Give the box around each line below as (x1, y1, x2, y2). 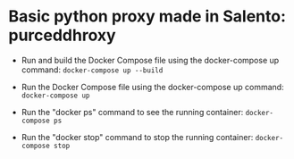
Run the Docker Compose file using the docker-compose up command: (21, 81, 284, 92)
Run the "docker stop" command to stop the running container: (21, 131, 254, 142)
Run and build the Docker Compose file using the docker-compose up (21, 54, 280, 65)
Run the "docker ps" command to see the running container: (21, 106, 244, 117)
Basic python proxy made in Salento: (8, 6, 287, 27)
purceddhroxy (8, 25, 117, 46)
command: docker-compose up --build (21, 64, 164, 75)
